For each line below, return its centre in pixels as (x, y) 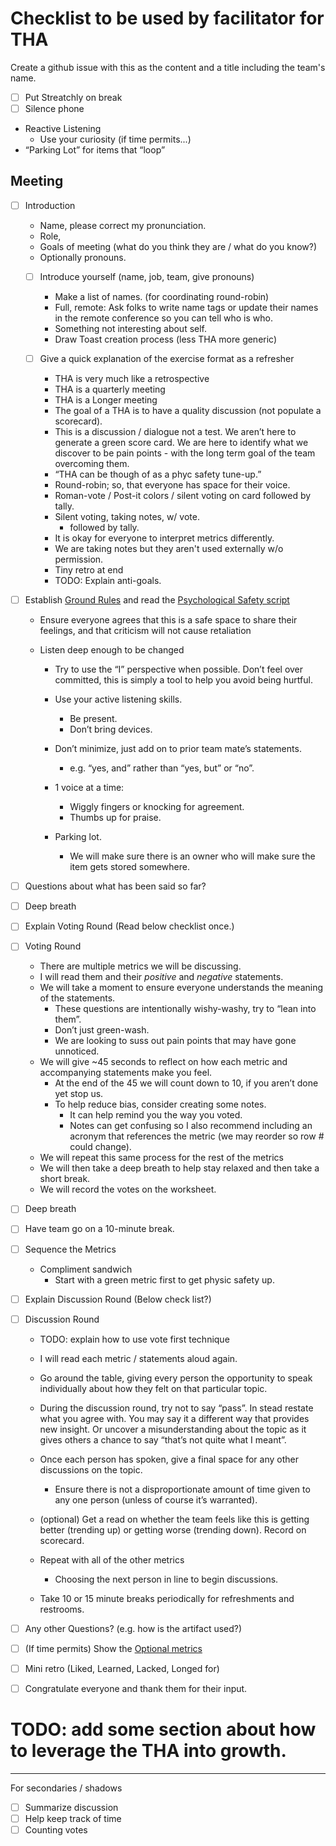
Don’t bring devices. (111, 729)
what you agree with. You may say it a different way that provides (174, 1418)
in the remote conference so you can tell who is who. (163, 318)
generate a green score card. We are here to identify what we (181, 443)
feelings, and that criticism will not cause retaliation (145, 631)
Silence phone (54, 108)
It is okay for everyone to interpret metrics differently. (164, 538)
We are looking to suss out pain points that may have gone (175, 1041)
